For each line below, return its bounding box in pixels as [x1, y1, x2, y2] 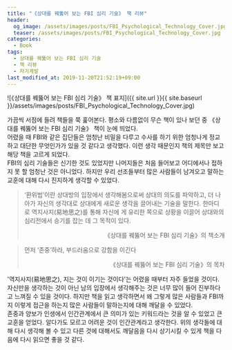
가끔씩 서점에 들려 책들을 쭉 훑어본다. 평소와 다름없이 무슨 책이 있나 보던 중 [7, 116, 208, 124]
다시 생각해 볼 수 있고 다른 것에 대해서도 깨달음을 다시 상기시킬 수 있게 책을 [14, 327, 215, 335]
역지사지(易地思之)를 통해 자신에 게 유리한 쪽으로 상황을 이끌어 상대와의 [31, 208, 224, 216]
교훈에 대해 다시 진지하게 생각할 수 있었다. [7, 176, 119, 185]
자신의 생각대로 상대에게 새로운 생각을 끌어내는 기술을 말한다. [37, 199, 202, 207]
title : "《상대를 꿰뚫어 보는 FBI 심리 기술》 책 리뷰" [7, 10, 147, 17]
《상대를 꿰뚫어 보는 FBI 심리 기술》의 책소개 [104, 231, 225, 240]
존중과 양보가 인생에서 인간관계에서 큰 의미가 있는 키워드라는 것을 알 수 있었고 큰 [7, 309, 223, 318]
